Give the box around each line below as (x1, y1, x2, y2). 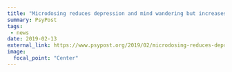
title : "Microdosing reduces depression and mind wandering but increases (7, 10, 227, 17)
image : (7, 49, 26, 56)
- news (10, 29, 30, 36)
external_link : (7, 42, 51, 49)
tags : (7, 23, 23, 29)
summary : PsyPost (7, 16, 57, 23)
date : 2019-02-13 (7, 36, 57, 43)
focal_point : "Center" (13, 55, 79, 62)
